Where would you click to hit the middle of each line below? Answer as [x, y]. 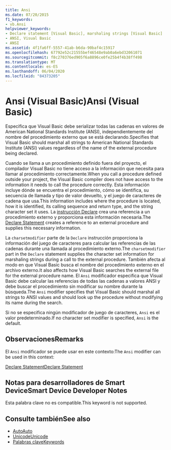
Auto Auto [22, 431]
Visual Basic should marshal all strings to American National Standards [79, 142]
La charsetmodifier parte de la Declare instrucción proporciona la [74, 237]
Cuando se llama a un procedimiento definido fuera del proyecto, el [76, 163]
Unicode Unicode [30, 437]
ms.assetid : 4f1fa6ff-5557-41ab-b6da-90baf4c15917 [60, 48]
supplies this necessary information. [43, 228]
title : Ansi [18, 10]
